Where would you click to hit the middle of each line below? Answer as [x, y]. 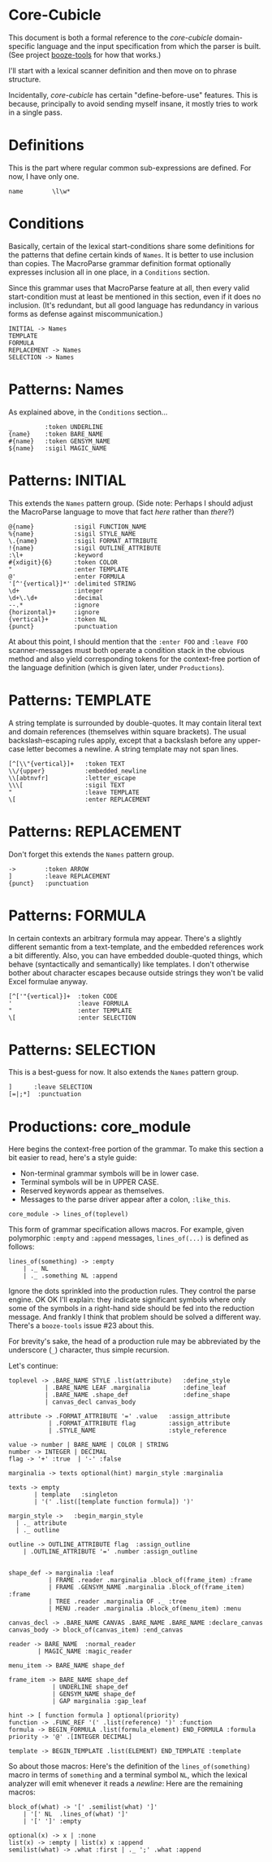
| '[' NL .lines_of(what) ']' [76, 1814]
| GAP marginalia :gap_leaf [99, 1702]
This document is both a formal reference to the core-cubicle [111, 37]
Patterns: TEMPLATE [80, 700]
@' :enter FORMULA [67, 576]
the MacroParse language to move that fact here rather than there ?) [121, 511]
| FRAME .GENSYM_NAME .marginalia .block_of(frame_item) [147, 1588]
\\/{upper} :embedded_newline [78, 771]
